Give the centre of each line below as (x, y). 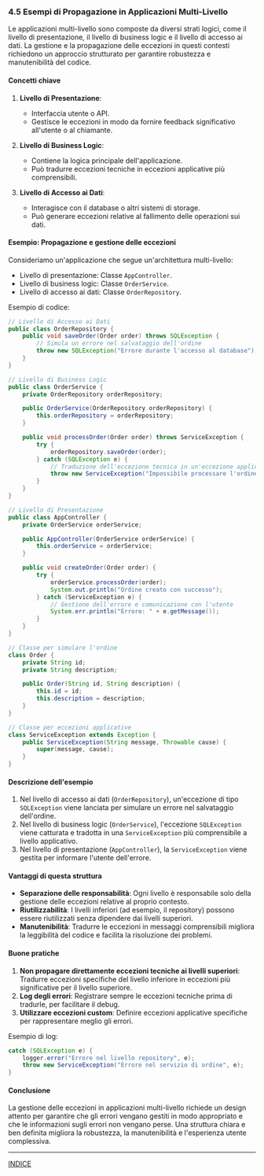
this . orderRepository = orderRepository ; (105, 416)
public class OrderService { (56, 387)
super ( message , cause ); (75, 749)
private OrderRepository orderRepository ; (93, 394)
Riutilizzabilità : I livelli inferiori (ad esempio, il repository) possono (127, 910)
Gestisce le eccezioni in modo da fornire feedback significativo (133, 121)
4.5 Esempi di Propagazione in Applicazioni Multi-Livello (118, 12)
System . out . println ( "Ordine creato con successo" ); (136, 590)
